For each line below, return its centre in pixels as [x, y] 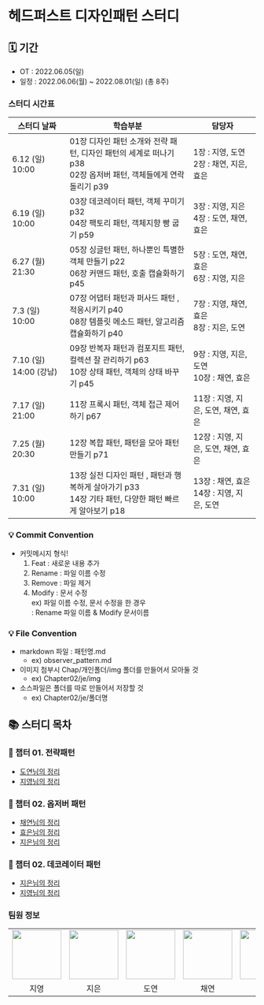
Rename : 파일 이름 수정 [68, 573]
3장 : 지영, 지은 [219, 207]
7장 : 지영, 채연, [220, 304]
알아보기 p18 [102, 511]
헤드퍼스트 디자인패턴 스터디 [94, 16]
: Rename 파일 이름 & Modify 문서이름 [90, 612]
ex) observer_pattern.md [71, 660]
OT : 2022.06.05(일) [52, 71]
